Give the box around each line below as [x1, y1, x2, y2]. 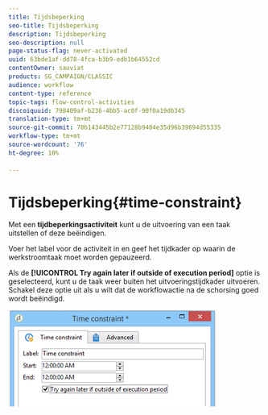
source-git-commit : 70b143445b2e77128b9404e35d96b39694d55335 [8, 123, 221, 132]
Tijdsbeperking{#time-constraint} [8, 193, 242, 211]
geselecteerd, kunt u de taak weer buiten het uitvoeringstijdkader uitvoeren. [8, 276, 260, 286]
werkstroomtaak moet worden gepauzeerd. [8, 252, 152, 262]
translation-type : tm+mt [8, 115, 92, 123]
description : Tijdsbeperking [8, 30, 106, 38]
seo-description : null [8, 39, 85, 47]
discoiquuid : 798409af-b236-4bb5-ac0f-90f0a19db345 [8, 106, 185, 114]
